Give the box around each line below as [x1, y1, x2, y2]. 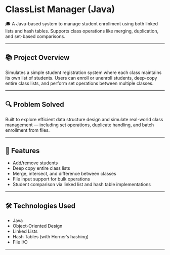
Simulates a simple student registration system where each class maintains [5, 69, 162, 76]
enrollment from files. [5, 127, 50, 133]
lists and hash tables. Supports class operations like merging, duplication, [5, 28, 158, 34]
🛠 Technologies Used [5, 201, 76, 210]
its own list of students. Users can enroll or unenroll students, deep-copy [5, 75, 157, 81]
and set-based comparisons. [5, 33, 66, 39]
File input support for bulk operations [12, 176, 90, 182]
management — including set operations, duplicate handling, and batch [5, 122, 154, 128]
